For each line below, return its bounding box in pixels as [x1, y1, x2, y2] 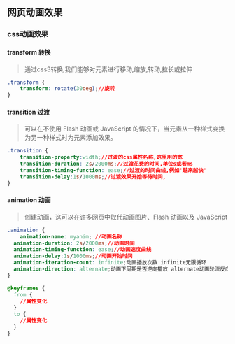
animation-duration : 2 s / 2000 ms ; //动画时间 [13, 240, 135, 247]
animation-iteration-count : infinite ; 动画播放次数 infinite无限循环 [13, 259, 207, 266]
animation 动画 [7, 196, 51, 204]
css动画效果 [7, 29, 49, 39]
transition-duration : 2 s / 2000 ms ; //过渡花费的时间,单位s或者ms [20, 160, 194, 168]
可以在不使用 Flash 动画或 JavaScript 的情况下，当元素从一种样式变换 [24, 124, 225, 133]
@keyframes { [7, 285, 45, 292]
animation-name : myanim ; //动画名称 [20, 233, 122, 240]
